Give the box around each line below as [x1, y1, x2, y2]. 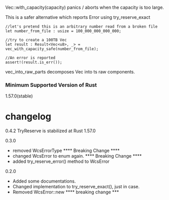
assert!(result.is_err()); [5, 60, 62, 65]
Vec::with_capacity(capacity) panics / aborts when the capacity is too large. [5, 5, 164, 10]
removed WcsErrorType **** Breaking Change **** [12, 147, 120, 154]
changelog [5, 111, 52, 122]
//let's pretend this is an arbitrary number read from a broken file [5, 24, 158, 29]
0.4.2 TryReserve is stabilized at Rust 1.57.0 [5, 128, 96, 134]
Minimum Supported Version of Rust [5, 81, 97, 88]
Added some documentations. [12, 178, 76, 184]
